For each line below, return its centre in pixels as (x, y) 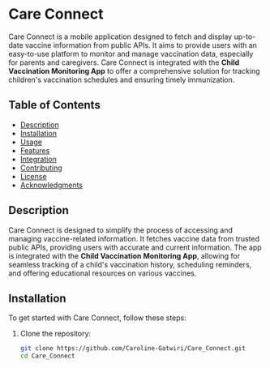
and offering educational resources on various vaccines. (103, 273)
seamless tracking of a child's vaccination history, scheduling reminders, (130, 264)
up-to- (245, 36)
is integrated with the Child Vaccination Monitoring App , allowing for (124, 255)
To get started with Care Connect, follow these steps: (97, 318)
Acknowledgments (51, 185)
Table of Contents (55, 105)
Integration (38, 159)
